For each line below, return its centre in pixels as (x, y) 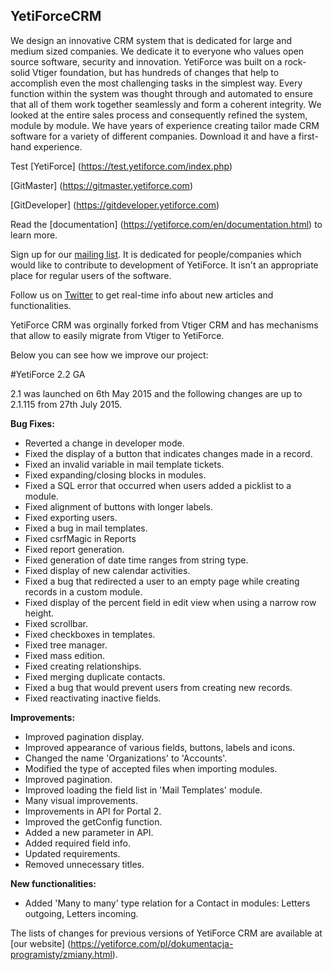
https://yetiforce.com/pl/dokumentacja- (152, 943)
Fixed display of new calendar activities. (107, 570)
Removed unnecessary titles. (84, 864)
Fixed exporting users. (71, 517)
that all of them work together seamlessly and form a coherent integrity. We (166, 104)
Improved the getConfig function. (93, 821)
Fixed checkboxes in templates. (90, 634)
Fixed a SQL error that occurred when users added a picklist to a (158, 485)
